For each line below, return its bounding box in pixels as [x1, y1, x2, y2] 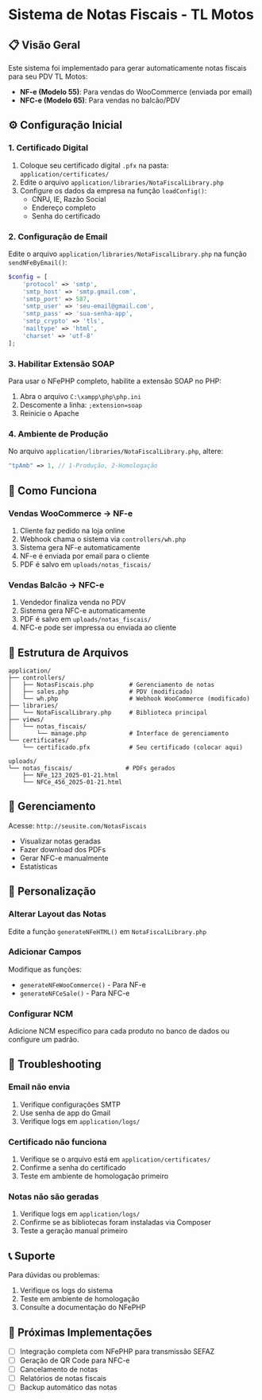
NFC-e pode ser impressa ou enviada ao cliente [19, 622, 177, 633]
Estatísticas [19, 861, 58, 871]
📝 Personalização [8, 885, 97, 898]
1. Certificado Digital [8, 142, 89, 153]
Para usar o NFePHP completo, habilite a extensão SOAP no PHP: [8, 376, 222, 386]
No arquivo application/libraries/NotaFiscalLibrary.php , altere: [8, 447, 224, 456]
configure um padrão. [8, 1035, 79, 1045]
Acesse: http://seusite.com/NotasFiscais [8, 820, 147, 830]
